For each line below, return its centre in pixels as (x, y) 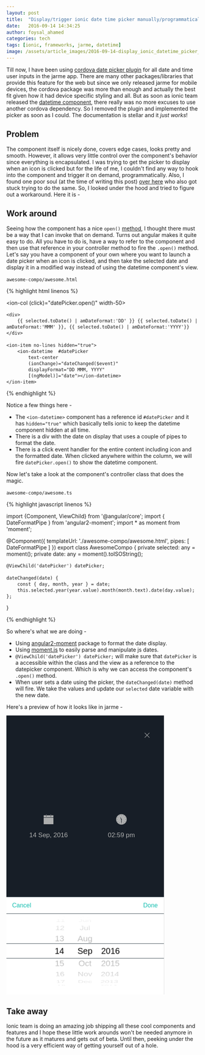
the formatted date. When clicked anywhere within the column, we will (103, 455)
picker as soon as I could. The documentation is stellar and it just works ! (97, 115)
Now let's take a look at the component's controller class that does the (95, 474)
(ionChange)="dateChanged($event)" (74, 363)
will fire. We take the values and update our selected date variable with (104, 688)
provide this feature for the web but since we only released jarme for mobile (102, 82)
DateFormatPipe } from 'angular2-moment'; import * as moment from (93, 523)
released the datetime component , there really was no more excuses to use (101, 102)
